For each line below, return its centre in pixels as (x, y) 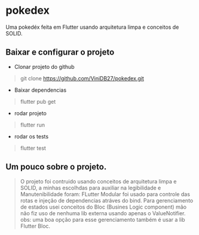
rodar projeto (30, 113)
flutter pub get (38, 101)
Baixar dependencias (40, 90)
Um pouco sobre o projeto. (56, 167)
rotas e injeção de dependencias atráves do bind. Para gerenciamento (107, 200)
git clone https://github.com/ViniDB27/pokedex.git (82, 78)
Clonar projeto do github (45, 67)
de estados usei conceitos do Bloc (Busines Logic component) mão (103, 207)
